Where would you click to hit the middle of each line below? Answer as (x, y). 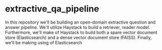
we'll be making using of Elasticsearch (43, 42)
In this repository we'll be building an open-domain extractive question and (81, 22)
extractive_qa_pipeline (52, 9)
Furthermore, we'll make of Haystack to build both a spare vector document (81, 32)
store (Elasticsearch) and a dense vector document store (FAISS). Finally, (79, 37)
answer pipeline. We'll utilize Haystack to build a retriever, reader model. (78, 27)
